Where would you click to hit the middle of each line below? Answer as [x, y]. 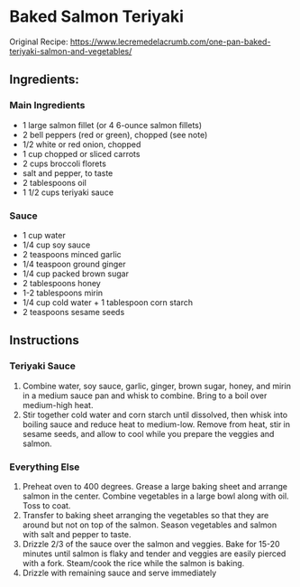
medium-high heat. [58, 405]
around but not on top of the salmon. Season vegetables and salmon [150, 525]
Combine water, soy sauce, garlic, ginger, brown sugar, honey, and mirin [156, 386]
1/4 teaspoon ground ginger [74, 264]
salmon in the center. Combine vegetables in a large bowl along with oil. [156, 496]
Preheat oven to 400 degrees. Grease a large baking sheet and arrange [155, 486]
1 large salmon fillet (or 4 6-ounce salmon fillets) [112, 125]
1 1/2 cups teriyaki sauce [68, 192]
